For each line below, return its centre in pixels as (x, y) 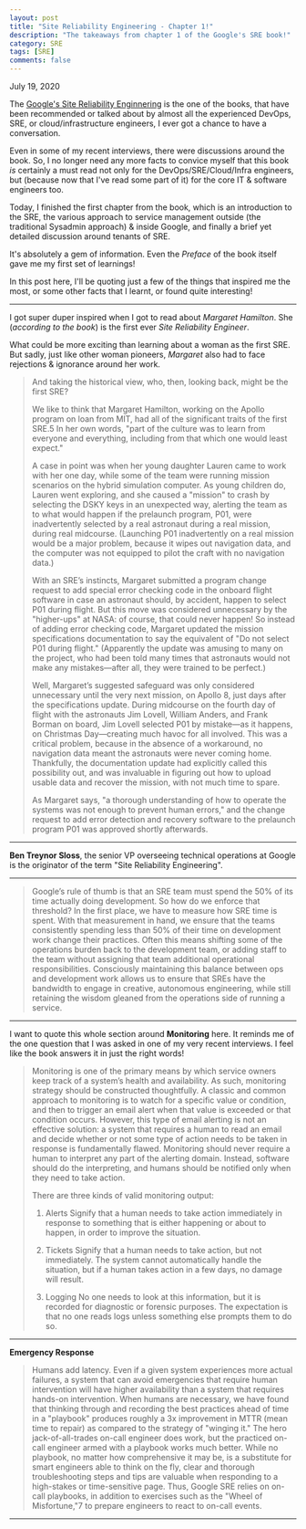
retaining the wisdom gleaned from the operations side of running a (158, 998)
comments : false (40, 60)
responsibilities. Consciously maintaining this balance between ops (158, 969)
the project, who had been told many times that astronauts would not (161, 658)
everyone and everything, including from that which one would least (159, 438)
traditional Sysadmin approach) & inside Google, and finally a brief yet (140, 226)
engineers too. (36, 189)
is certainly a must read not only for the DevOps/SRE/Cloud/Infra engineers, (152, 170)
